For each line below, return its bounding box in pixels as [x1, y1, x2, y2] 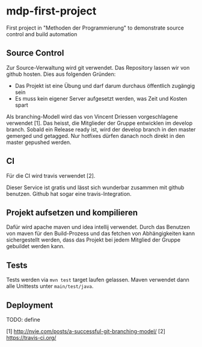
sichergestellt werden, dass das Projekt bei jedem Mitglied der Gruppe [6, 236, 181, 243]
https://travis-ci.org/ [6, 334, 57, 341]
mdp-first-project [6, 4, 97, 18]
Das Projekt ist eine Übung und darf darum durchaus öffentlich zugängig [14, 82, 195, 89]
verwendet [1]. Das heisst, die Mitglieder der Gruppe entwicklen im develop [6, 119, 193, 127]
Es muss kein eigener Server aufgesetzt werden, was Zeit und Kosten [14, 95, 188, 102]
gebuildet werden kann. [6, 243, 65, 250]
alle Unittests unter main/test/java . [6, 283, 94, 290]
